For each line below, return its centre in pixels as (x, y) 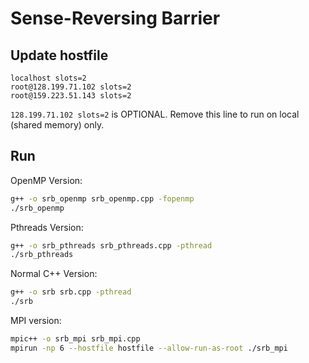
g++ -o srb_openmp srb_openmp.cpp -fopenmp (102, 198)
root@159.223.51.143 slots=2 (71, 96)
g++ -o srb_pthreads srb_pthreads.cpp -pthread (111, 245)
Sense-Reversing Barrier (115, 18)
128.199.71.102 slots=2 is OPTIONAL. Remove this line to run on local (155, 114)
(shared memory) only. (57, 125)
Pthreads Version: (47, 227)
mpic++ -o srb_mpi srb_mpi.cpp (75, 339)
